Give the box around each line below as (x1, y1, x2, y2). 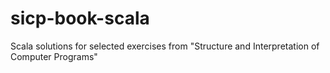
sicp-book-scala (10, 7, 150, 30)
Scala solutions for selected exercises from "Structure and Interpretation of (10, 40, 320, 52)
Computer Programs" (10, 50, 98, 62)
